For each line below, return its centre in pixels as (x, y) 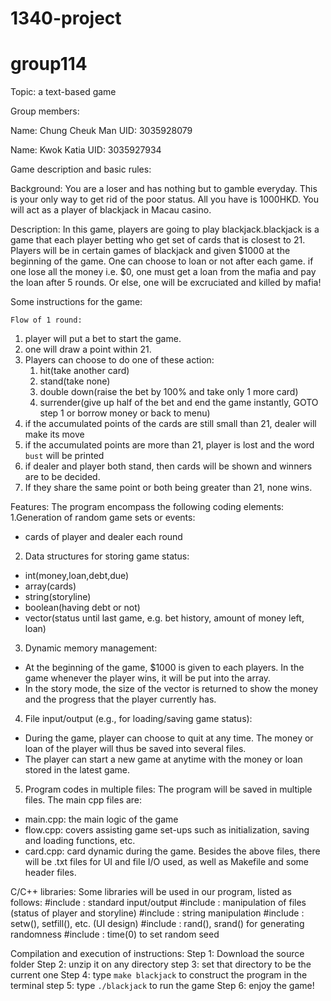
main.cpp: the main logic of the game (101, 819)
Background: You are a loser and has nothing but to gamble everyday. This (164, 189)
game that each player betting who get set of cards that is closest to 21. (158, 240)
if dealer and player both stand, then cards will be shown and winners (168, 466)
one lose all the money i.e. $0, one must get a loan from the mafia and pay (163, 272)
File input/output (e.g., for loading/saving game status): (138, 719)
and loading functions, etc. (80, 841)
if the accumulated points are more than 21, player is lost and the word (169, 445)
